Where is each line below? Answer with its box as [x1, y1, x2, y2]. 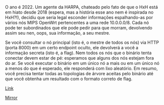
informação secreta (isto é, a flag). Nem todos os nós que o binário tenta [5, 50, 152, 56]
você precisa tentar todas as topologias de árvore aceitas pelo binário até [5, 71, 154, 76]
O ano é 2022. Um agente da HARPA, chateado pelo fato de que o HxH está [5, 4, 158, 10]
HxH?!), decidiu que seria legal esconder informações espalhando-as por [5, 15, 153, 20]
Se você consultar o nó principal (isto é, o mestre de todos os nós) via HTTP [5, 40, 159, 45]
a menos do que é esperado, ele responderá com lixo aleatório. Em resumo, [5, 65, 158, 71]
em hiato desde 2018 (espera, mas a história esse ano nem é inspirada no [5, 9, 154, 15]
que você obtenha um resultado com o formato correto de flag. [5, 76, 133, 82]
